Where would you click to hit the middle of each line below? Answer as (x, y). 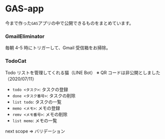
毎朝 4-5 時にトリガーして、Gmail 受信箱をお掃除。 (58, 48)
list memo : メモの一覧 (35, 121)
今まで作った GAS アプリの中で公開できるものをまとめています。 (69, 23)
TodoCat (16, 61)
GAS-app (24, 9)
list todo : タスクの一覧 (37, 102)
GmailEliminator (25, 36)
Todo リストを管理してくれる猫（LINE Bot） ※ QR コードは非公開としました (83, 72)
